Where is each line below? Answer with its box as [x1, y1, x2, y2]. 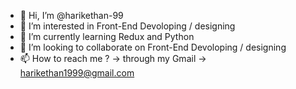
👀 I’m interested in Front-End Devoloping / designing [19, 20, 236, 32]
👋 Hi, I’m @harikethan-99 [19, 10, 124, 21]
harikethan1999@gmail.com [19, 67, 135, 79]
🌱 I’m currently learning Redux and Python [19, 31, 195, 42]
